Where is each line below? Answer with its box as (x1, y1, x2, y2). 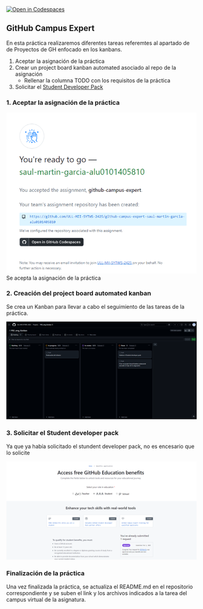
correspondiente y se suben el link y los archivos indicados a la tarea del (6, 589, 187, 596)
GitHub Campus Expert (6, 23, 95, 33)
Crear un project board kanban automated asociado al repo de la (14, 64, 176, 71)
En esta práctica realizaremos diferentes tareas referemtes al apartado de (6, 39, 190, 47)
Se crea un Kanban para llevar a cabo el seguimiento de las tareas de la (6, 303, 185, 310)
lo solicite (6, 449, 30, 456)
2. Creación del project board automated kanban (6, 289, 152, 298)
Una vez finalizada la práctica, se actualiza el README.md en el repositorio (6, 583, 193, 590)
